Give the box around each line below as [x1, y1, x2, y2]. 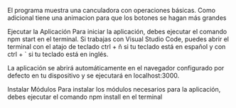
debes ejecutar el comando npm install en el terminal [7, 92, 163, 101]
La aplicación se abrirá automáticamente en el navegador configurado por [7, 64, 225, 72]
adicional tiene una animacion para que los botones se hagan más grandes [7, 13, 227, 22]
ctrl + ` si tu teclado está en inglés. [7, 50, 109, 58]
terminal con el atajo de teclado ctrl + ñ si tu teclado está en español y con [7, 43, 226, 50]
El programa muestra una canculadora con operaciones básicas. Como [7, 6, 215, 14]
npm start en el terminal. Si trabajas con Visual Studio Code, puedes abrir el [7, 35, 230, 43]
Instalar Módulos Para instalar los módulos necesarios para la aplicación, [7, 85, 221, 93]
